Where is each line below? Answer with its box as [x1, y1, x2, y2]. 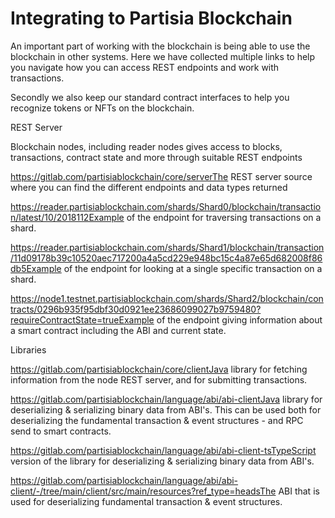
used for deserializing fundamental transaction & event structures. [10, 495, 283, 507]
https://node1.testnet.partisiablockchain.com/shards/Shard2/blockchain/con [10, 292, 324, 304]
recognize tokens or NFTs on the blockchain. [10, 102, 195, 114]
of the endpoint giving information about [156, 313, 323, 326]
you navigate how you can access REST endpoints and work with [10, 61, 280, 73]
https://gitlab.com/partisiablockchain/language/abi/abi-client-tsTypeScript [10, 444, 317, 456]
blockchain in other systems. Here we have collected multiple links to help [10, 50, 316, 62]
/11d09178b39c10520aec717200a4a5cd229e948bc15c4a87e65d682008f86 [10, 252, 323, 264]
